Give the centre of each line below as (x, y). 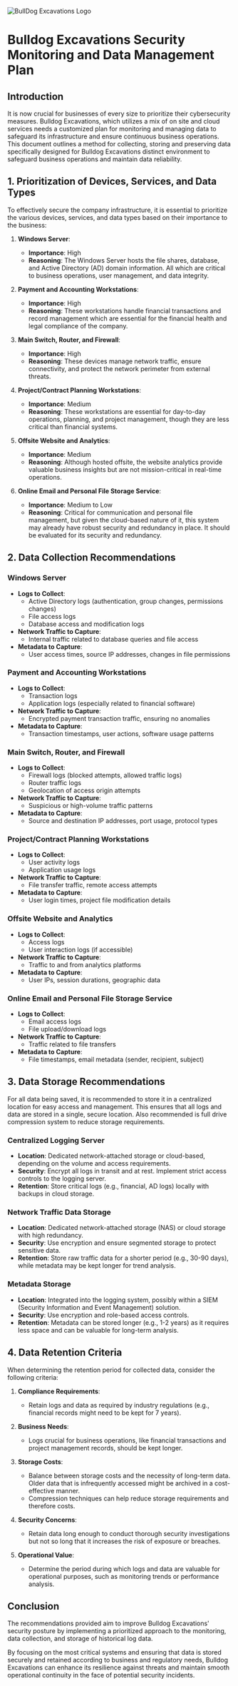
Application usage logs (62, 870)
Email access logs (55, 1021)
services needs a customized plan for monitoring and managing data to (112, 129)
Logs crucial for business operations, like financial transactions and (127, 1440)
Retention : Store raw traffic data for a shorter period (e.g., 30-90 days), (123, 1258)
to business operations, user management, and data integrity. (119, 276)
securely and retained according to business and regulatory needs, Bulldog (118, 1660)
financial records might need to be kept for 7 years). (105, 1413)
